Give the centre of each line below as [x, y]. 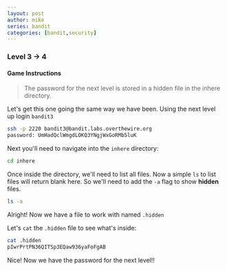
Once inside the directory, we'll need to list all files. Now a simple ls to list [112, 174]
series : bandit [29, 26]
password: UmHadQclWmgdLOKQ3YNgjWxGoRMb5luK [72, 135]
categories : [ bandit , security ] [52, 33]
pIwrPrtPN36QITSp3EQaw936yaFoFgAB [57, 247]
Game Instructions [34, 73]
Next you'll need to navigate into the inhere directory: [83, 149]
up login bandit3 [30, 116]
